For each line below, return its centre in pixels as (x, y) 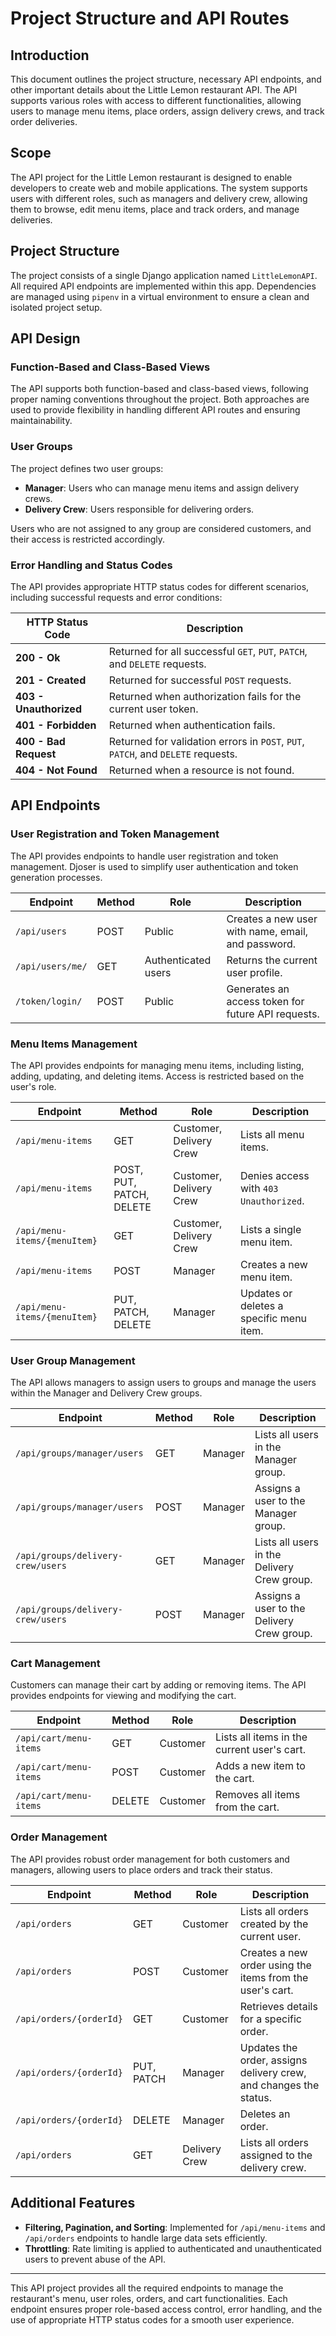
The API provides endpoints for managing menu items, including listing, (157, 1065)
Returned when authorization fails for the (205, 696)
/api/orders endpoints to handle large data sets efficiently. (146, 2238)
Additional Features (73, 2203)
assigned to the (276, 2155)
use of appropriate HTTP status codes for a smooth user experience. (152, 2319)
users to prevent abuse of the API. (95, 2259)
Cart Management (55, 1664)
